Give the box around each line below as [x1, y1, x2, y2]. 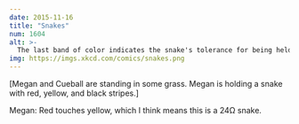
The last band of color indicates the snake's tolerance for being [17, 46, 273, 55]
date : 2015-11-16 [9, 12, 74, 22]
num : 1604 [9, 29, 46, 38]
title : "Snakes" [9, 21, 69, 30]
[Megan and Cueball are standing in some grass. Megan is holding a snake [9, 79, 283, 89]
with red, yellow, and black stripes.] [9, 88, 140, 98]
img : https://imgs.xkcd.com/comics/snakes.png [9, 54, 185, 63]
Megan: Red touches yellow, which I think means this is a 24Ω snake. [9, 105, 263, 115]
